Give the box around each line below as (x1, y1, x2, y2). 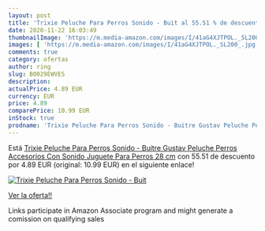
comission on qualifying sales (8, 214, 105, 223)
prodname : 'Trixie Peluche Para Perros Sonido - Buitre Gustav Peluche (8, 121, 248, 129)
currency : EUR (8, 92, 55, 100)
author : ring (8, 63, 51, 71)
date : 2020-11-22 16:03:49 (8, 26, 97, 34)
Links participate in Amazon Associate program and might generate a (8, 206, 233, 215)
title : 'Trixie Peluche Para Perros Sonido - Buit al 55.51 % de (8, 19, 227, 27)
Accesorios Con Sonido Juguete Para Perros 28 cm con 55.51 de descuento (8, 151, 256, 161)
